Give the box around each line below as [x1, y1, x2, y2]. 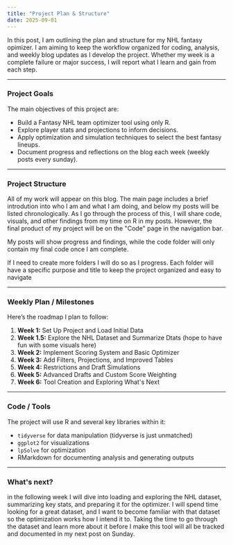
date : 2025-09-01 [7, 17, 58, 24]
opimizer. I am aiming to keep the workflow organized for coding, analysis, [7, 43, 220, 51]
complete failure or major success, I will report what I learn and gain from [7, 58, 216, 66]
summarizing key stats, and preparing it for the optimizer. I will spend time [7, 500, 218, 508]
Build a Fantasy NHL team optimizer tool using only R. [17, 118, 171, 126]
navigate [7, 274, 33, 282]
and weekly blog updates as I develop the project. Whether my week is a [7, 50, 215, 59]
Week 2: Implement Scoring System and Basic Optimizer [17, 349, 180, 357]
